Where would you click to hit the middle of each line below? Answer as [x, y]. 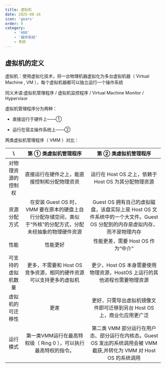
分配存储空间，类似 [57, 217]
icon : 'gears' [20, 19]
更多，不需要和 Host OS [55, 265]
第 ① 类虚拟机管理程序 [55, 153]
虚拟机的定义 [25, 63]
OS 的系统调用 [124, 358]
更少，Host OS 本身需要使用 [124, 265]
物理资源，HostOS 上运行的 [122, 273]
